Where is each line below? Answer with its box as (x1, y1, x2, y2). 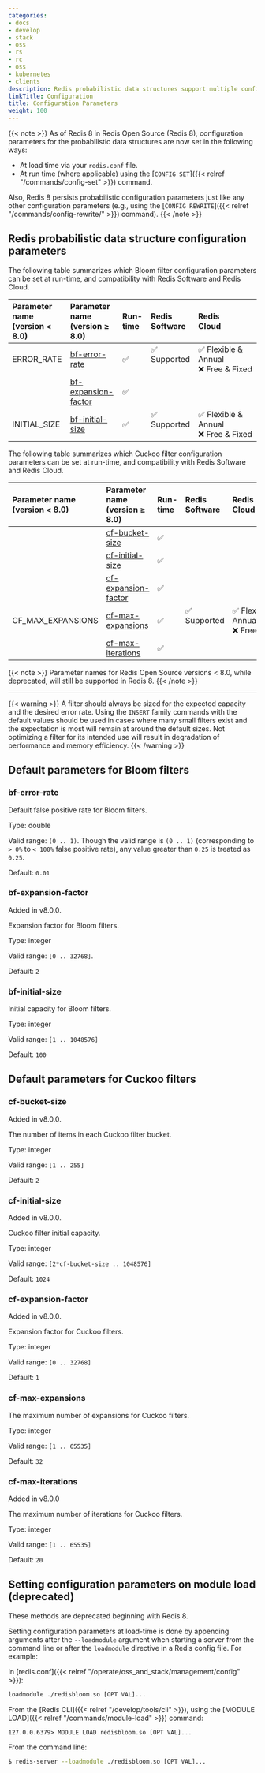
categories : (8, 11, 47, 20)
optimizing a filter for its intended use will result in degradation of (8, 732, 220, 741)
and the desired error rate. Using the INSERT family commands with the (8, 707, 238, 716)
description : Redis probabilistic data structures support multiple (8, 84, 238, 93)
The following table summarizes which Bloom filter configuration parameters (8, 265, 257, 274)
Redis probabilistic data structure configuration (8, 232, 247, 245)
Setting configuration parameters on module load (8, 1578, 256, 1592)
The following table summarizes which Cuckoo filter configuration (8, 449, 222, 458)
